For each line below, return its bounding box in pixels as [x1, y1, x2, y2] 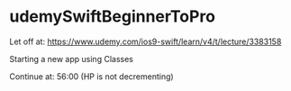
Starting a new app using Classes [9, 53, 133, 64]
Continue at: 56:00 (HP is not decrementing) [9, 70, 174, 82]
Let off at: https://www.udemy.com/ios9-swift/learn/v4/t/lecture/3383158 [9, 36, 282, 47]
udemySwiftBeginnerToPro [9, 6, 216, 27]
